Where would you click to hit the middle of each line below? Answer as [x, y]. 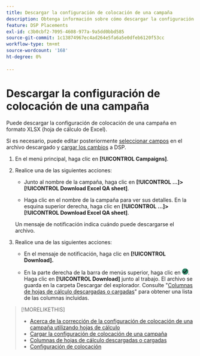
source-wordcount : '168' [37, 51]
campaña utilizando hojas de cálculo [75, 327]
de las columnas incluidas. [57, 298]
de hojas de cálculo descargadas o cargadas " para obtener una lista [108, 291]
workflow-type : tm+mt [33, 44]
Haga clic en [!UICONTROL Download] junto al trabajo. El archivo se [108, 279]
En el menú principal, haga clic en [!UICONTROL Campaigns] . [92, 159]
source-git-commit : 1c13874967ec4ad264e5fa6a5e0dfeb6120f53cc [85, 38]
